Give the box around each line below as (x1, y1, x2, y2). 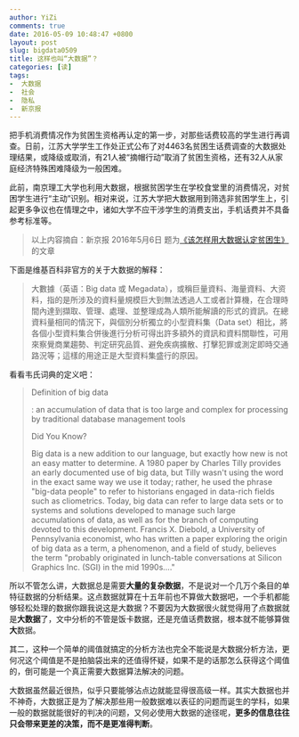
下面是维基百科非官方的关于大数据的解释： (9, 265, 166, 275)
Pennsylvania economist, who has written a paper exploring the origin (30, 534, 287, 545)
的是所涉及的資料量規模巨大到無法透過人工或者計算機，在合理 (54, 295, 281, 306)
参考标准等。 (9, 216, 56, 226)
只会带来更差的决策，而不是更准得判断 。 (9, 718, 158, 729)
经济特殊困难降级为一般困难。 (16, 163, 126, 174)
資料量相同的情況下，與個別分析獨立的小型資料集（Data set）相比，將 (30, 317, 288, 328)
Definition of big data (30, 387, 109, 397)
